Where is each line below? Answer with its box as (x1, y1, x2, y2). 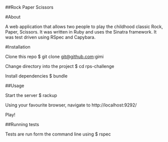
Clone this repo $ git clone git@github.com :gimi (5, 53, 104, 59)
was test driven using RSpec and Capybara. (5, 34, 96, 40)
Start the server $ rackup (5, 92, 58, 98)
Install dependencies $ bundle (5, 73, 68, 79)
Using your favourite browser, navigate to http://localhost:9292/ (5, 102, 137, 108)
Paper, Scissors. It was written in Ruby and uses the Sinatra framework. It (5, 29, 157, 34)
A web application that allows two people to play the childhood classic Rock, (5, 23, 163, 29)
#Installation (5, 44, 31, 49)
